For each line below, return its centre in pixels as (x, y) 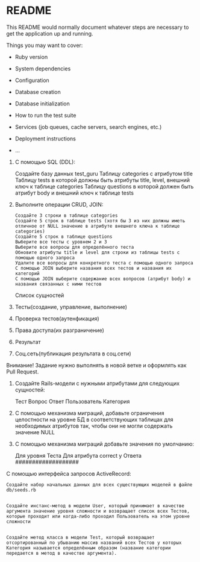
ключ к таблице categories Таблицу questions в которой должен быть (104, 186)
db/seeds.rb (21, 490)
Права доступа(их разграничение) (59, 330)
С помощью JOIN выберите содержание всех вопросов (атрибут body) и (103, 279)
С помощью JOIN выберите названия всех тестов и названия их (93, 268)
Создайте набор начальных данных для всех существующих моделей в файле (99, 485)
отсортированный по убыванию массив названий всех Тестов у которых (94, 543)
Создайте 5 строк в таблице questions (64, 236)
